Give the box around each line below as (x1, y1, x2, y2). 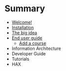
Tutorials (11, 56, 30, 62)
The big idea (11, 30, 37, 35)
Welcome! (11, 19, 32, 25)
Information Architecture (11, 45, 62, 51)
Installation (11, 24, 34, 30)
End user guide (11, 35, 43, 41)
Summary (4, 3, 45, 14)
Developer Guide (11, 50, 46, 57)
